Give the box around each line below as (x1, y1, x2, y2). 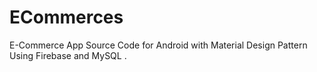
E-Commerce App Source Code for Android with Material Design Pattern (9, 39, 308, 51)
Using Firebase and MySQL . (9, 49, 127, 61)
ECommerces (9, 6, 124, 29)
